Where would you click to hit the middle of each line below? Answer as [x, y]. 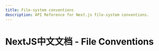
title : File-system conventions [39, 10]
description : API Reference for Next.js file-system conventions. [77, 15]
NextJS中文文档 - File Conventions [79, 42]
